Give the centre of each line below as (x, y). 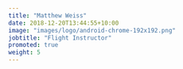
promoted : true (33, 45)
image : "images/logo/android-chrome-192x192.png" (92, 30)
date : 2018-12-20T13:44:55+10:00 (64, 23)
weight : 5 (25, 52)
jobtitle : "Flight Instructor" (60, 38)
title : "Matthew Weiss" (48, 15)
